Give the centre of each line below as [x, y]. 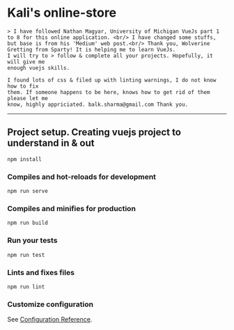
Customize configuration [50, 304]
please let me [28, 98]
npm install [24, 159]
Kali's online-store [62, 13]
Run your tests [32, 240]
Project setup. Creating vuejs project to [94, 133]
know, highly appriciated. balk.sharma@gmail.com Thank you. [98, 104]
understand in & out [51, 143]
